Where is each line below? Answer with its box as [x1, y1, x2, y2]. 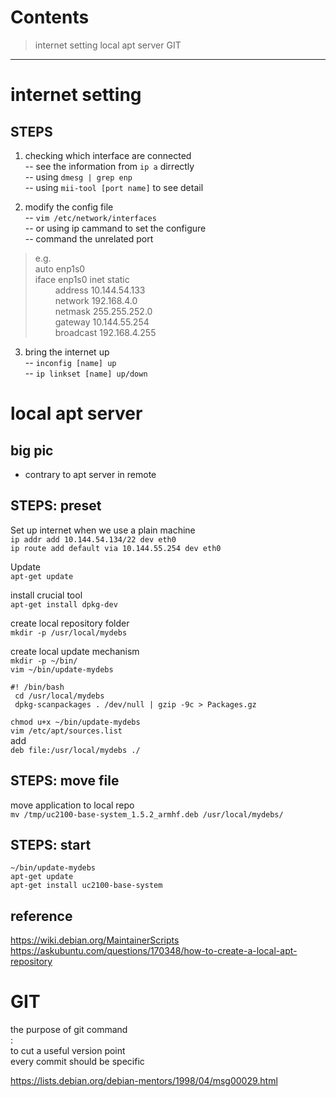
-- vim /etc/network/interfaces [24, 211, 157, 223]
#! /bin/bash [10, 682, 65, 692]
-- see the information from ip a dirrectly [24, 160, 195, 172]
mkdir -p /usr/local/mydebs [10, 627, 128, 638]
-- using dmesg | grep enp [24, 171, 133, 183]
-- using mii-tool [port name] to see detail [24, 181, 204, 193]
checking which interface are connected [24, 149, 192, 161]
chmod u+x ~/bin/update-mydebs [10, 717, 141, 727]
